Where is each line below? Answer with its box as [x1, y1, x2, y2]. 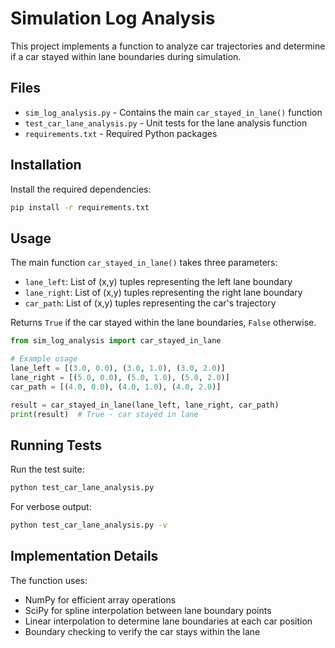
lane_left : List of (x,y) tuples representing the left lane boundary [24, 276, 293, 288]
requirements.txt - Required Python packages [24, 127, 218, 139]
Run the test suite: [10, 463, 85, 476]
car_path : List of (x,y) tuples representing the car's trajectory [24, 297, 277, 309]
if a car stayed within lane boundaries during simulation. [10, 50, 242, 62]
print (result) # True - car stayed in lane [10, 409, 199, 419]
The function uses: [10, 574, 88, 586]
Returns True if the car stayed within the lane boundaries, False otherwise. [10, 317, 317, 329]
